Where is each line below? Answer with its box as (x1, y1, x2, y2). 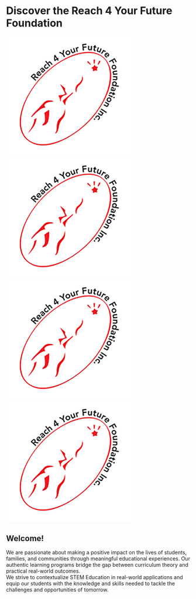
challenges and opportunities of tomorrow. (6, 586, 109, 593)
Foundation (6, 16, 63, 30)
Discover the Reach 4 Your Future (6, 4, 173, 18)
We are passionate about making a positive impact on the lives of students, (6, 549, 187, 556)
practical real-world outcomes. (6, 567, 81, 574)
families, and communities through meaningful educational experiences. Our (6, 555, 190, 562)
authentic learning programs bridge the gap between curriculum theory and (6, 562, 189, 569)
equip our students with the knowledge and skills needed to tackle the (6, 580, 176, 587)
